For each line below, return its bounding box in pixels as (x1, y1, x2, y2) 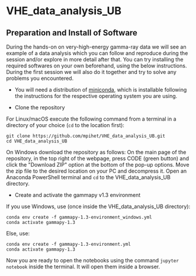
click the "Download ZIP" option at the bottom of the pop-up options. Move (6, 161, 189, 168)
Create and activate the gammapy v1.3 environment (14, 191, 141, 199)
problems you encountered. (6, 75, 74, 82)
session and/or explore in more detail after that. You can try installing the (6, 56, 184, 63)
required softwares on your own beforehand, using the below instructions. (6, 62, 187, 69)
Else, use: (6, 230, 30, 237)
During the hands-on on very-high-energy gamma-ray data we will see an (6, 43, 187, 50)
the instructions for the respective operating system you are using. (14, 93, 178, 99)
